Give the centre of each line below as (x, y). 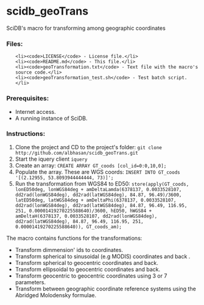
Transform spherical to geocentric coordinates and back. (86, 262)
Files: (15, 44)
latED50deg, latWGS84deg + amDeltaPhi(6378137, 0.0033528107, (96, 200)
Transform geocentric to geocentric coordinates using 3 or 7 (91, 276)
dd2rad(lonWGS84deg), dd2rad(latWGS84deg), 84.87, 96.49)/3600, (98, 195)
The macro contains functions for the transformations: (74, 238)
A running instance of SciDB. (51, 118)
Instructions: (26, 134)
